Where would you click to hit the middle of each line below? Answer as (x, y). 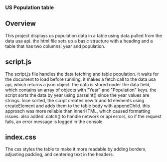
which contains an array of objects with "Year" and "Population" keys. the (81, 90)
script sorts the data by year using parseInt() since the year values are (77, 95)
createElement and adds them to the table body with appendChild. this (78, 106)
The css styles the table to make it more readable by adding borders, (76, 149)
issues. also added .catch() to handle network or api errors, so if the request (83, 116)
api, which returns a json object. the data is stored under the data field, (78, 84)
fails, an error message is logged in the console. (55, 122)
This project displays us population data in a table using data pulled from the (84, 35)
